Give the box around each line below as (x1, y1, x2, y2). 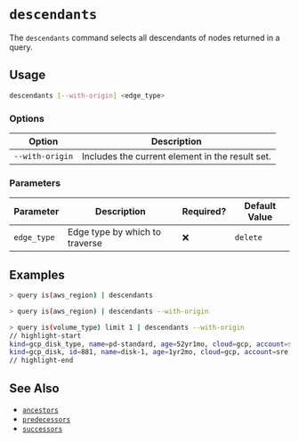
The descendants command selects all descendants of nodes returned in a (9, 32, 280, 43)
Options (9, 112, 44, 125)
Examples (9, 267, 65, 282)
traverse (67, 237, 102, 250)
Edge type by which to (67, 226, 162, 238)
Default (244, 200, 277, 213)
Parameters (9, 176, 61, 189)
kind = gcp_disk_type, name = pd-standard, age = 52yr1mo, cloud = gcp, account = (9, 340, 289, 349)
